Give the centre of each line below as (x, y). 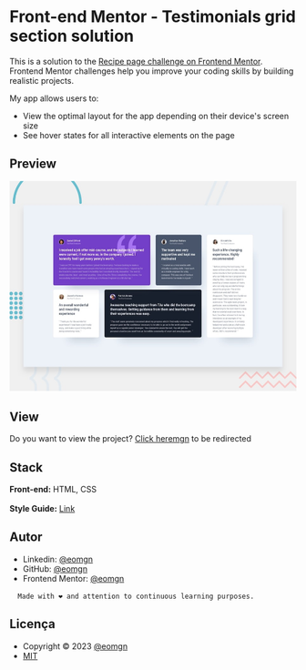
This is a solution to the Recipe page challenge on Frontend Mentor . (136, 61)
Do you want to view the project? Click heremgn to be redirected (131, 439)
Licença (33, 624)
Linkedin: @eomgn (58, 559)
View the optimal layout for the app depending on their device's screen (156, 116)
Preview (33, 164)
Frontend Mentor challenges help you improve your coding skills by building (152, 71)
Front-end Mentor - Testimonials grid (153, 17)
